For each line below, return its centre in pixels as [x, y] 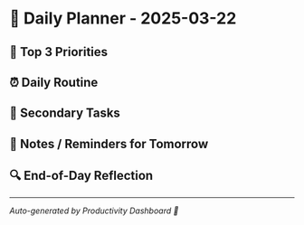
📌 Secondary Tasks [65, 113]
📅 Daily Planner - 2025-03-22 [123, 19]
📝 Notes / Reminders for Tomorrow [109, 144]
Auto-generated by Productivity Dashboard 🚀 [94, 211]
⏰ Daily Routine [54, 82]
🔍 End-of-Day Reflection [81, 176]
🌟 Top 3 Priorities [59, 52]
